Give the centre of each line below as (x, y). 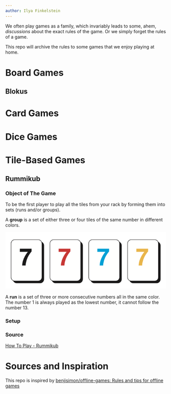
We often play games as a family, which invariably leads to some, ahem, (81, 26)
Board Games (34, 73)
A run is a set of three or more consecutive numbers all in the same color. (83, 297)
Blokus (17, 92)
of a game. (17, 37)
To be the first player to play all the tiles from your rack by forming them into (85, 205)
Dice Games (31, 137)
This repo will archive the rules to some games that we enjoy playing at (80, 46)
